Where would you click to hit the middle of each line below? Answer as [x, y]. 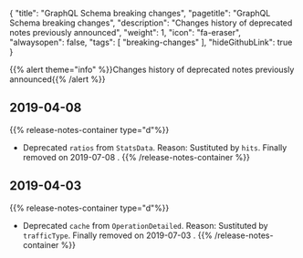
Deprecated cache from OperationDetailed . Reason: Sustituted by [145, 225]
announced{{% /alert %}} [57, 79]
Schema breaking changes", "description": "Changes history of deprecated [151, 23]
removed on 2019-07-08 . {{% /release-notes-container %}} [136, 157]
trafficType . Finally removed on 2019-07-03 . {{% [117, 235]
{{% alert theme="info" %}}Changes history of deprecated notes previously [152, 69]
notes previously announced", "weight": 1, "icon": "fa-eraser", [125, 32]
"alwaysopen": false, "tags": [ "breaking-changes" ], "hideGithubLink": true [151, 42]
